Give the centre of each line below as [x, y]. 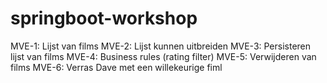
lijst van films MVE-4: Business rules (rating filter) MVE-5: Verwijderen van [163, 56]
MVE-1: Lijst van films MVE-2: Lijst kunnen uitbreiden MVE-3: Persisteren [161, 46]
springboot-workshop [104, 18]
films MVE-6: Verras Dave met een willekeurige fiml [116, 67]
